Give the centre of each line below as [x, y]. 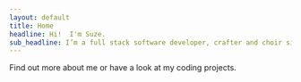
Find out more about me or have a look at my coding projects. [123, 68]
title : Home [31, 26]
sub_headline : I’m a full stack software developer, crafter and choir [146, 42]
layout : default [39, 17]
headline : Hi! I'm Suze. [57, 34]
